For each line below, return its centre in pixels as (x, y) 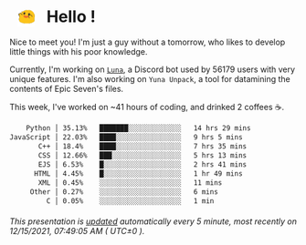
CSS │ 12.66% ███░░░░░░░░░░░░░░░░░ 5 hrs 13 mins (142, 156)
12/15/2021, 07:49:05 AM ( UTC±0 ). (77, 230)
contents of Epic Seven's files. (67, 89)
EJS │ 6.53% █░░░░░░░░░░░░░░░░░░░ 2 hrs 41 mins (142, 165)
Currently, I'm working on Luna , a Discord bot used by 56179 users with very (152, 69)
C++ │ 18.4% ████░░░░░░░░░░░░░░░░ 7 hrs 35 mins (142, 147)
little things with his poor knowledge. (79, 52)
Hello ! (71, 17)
